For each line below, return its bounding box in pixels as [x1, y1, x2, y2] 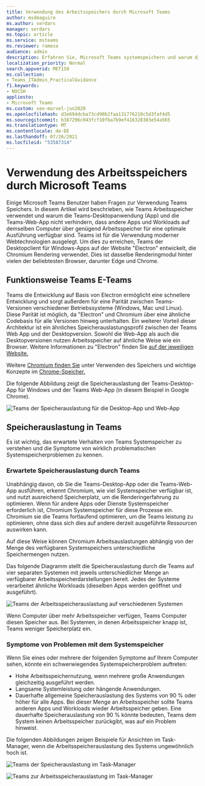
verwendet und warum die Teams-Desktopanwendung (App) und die [6, 212, 179, 219]
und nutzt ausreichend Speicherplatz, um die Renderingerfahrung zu [6, 493, 179, 500]
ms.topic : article [6, 32, 53, 38]
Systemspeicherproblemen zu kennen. [6, 451, 104, 458]
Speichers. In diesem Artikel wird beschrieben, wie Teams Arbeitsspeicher [6, 205, 193, 212]
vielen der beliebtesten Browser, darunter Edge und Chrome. [6, 257, 159, 264]
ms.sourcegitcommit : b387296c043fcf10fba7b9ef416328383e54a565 [6, 117, 171, 123]
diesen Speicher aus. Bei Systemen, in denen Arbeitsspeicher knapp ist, [6, 618, 187, 626]
